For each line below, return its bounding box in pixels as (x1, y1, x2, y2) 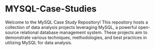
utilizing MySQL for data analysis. (5, 39, 72, 45)
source (5, 29, 19, 35)
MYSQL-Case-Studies (5, 3, 97, 14)
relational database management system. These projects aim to (20, 29, 148, 35)
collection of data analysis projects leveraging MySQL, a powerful (5, 24, 137, 30)
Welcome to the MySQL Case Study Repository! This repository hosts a (5, 19, 148, 25)
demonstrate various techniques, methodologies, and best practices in (5, 35, 147, 40)
